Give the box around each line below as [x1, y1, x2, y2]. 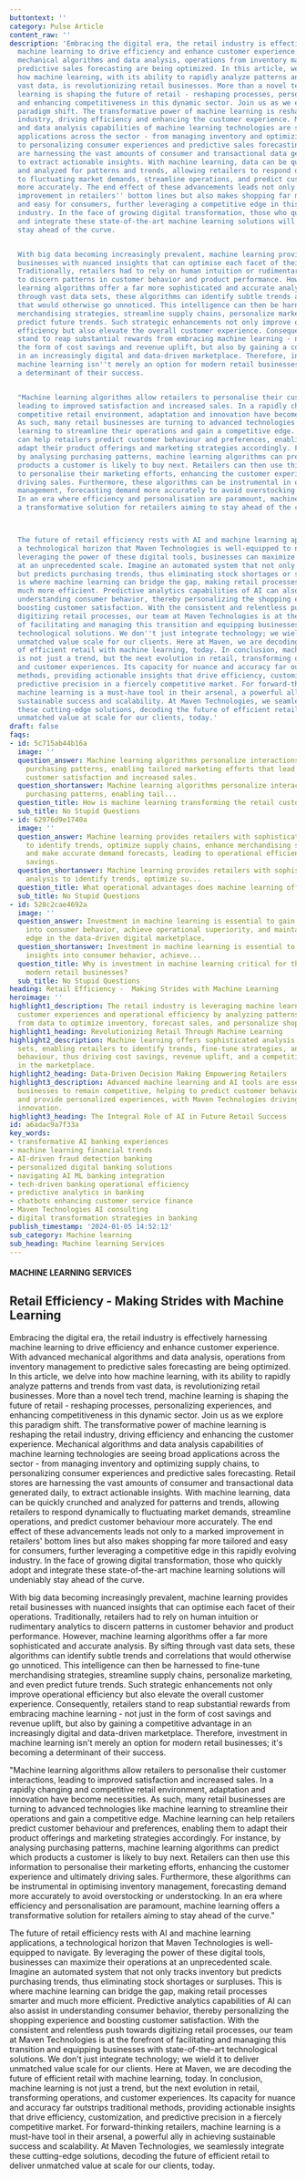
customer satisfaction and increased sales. [25, 772, 198, 782]
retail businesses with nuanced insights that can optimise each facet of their [9, 1601, 296, 1612]
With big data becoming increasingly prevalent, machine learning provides [9, 1592, 289, 1603]
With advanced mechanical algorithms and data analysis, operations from [9, 1351, 286, 1362]
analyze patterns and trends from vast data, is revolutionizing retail [9, 1380, 260, 1391]
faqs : [9, 730, 30, 739]
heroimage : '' [9, 993, 64, 1003]
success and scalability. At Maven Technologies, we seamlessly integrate [9, 2140, 285, 2152]
